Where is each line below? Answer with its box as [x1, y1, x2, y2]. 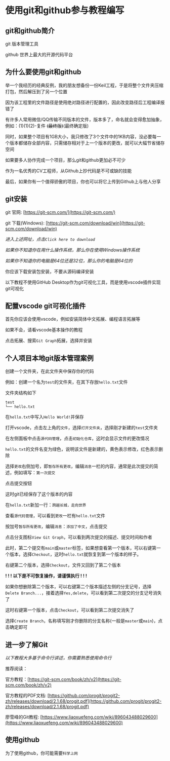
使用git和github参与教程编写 [5, 5, 124, 16]
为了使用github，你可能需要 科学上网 [5, 750, 78, 756]
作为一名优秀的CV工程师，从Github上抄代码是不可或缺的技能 [5, 168, 132, 174]
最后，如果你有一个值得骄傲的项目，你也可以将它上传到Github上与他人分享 [5, 178, 161, 184]
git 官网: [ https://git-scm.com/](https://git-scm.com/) [5, 209, 116, 215]
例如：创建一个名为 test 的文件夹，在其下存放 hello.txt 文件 [5, 379, 128, 385]
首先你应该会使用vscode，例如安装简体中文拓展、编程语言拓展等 [5, 316, 141, 322]
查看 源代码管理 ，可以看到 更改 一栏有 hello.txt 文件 [5, 513, 105, 519]
